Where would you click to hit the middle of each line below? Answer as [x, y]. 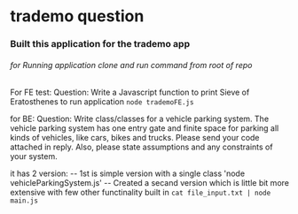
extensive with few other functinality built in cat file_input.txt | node [141, 193]
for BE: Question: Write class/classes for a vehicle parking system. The [140, 119]
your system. [34, 157]
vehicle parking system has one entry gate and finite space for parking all [145, 128]
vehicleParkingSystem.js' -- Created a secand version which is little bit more [149, 183]
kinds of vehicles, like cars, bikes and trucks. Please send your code [135, 138]
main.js [24, 201]
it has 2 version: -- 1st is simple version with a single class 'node [128, 173]
